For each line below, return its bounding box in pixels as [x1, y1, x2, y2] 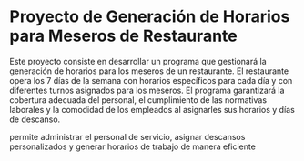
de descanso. [9, 114, 61, 125]
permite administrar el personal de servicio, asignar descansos [9, 131, 246, 142]
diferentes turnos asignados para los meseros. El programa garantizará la [9, 85, 285, 96]
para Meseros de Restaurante [9, 25, 238, 46]
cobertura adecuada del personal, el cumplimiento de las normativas [9, 94, 267, 106]
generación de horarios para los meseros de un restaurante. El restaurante [9, 65, 289, 76]
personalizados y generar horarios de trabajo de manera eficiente [9, 141, 257, 152]
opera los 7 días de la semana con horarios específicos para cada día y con [9, 75, 293, 86]
